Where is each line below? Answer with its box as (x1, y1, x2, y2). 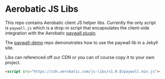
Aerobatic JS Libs (5, 3, 79, 15)
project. (5, 59, 21, 65)
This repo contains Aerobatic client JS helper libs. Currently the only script (5, 20, 156, 26)
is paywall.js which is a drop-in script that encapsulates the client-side (5, 25, 150, 30)
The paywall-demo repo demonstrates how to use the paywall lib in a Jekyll (5, 39, 158, 45)
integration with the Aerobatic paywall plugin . (5, 30, 97, 36)
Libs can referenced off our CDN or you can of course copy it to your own (5, 54, 155, 60)
